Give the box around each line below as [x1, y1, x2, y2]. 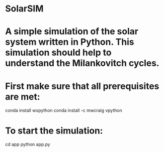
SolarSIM [5, 3, 44, 14]
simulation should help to [5, 47, 112, 58]
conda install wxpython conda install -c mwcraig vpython [5, 108, 123, 114]
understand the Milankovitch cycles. [5, 58, 160, 69]
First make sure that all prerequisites [5, 80, 160, 92]
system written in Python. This [5, 36, 134, 48]
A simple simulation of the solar [5, 26, 139, 37]
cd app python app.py [5, 142, 51, 148]
